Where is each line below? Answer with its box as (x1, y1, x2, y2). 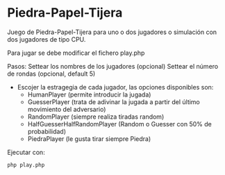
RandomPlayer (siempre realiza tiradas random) (27, 112, 165, 121)
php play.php (7, 161, 45, 168)
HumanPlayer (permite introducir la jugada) (27, 90, 151, 99)
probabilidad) (27, 127, 67, 135)
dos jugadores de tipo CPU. (7, 35, 86, 43)
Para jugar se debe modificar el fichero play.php (7, 49, 145, 57)
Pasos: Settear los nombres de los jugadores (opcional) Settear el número (7, 62, 219, 70)
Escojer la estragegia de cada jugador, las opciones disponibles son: (17, 83, 214, 91)
